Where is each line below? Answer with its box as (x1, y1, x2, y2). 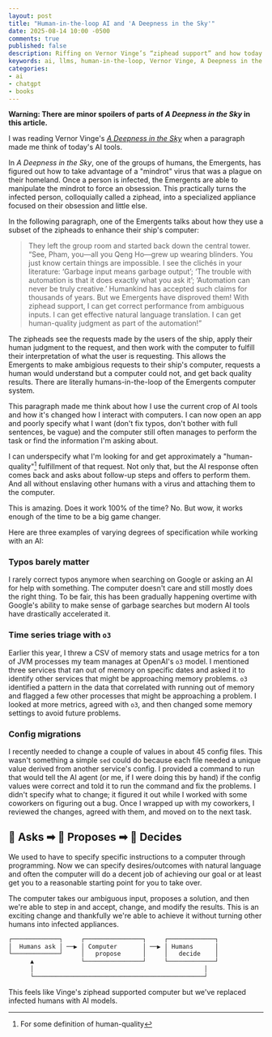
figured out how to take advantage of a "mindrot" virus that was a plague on (8, 167, 262, 177)
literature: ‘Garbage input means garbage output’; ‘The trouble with (28, 267, 253, 276)
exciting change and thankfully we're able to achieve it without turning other (8, 911, 262, 920)
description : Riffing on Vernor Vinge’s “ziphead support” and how (8, 49, 241, 58)
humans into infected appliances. (8, 919, 119, 928)
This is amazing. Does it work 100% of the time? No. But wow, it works (8, 503, 243, 513)
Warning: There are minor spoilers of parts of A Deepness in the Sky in (8, 109, 251, 119)
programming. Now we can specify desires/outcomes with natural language (8, 860, 261, 870)
